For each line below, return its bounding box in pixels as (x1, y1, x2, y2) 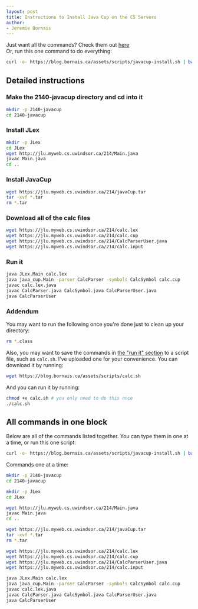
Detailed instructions (6, 75, 85, 86)
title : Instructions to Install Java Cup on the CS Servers (6, 14, 157, 20)
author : (6, 20, 25, 25)
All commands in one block (6, 417, 108, 427)
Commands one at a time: (6, 461, 69, 468)
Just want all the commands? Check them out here (6, 41, 130, 48)
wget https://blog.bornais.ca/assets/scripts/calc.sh (6, 373, 141, 379)
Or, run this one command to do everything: (6, 48, 112, 55)
